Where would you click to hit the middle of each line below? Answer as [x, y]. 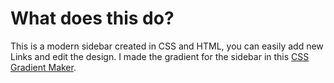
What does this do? [92, 18]
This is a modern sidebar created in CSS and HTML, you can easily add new [167, 46]
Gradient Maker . [43, 67]
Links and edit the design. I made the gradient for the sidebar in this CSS [160, 56]
